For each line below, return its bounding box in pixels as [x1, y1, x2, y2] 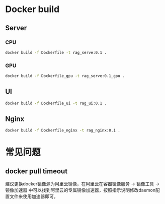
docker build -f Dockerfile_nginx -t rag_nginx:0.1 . [5, 128, 121, 133]
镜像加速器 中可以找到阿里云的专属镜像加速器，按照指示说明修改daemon [5, 187, 156, 193]
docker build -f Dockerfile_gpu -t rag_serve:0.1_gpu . [5, 74, 125, 79]
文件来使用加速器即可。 [9, 193, 58, 199]
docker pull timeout [5, 167, 68, 175]
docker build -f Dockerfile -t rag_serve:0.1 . [5, 50, 107, 55]
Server [5, 24, 27, 32]
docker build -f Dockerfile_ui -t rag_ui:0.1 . [5, 101, 107, 106]
